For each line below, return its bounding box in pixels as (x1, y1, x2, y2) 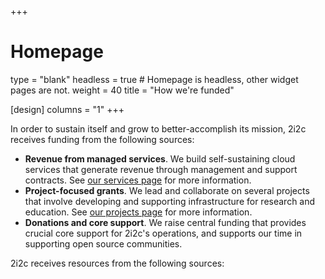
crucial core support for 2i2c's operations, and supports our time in (24, 227, 303, 239)
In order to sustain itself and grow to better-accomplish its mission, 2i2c (10, 122, 307, 135)
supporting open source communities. (24, 237, 183, 250)
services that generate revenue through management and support (24, 163, 298, 175)
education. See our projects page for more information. (24, 206, 253, 218)
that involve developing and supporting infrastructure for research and (24, 195, 316, 207)
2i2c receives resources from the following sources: (10, 257, 225, 269)
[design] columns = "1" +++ (10, 103, 125, 115)
